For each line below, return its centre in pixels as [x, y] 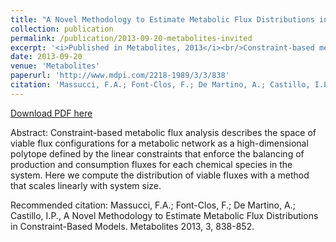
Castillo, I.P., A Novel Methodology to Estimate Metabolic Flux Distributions [164, 215]
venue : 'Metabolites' [55, 66]
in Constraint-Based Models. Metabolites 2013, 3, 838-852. [132, 226]
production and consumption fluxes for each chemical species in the [151, 164]
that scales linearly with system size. [86, 185]
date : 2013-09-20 [46, 57]
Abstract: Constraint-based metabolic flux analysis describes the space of [163, 132]
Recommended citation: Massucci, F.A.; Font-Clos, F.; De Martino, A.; [153, 205]
